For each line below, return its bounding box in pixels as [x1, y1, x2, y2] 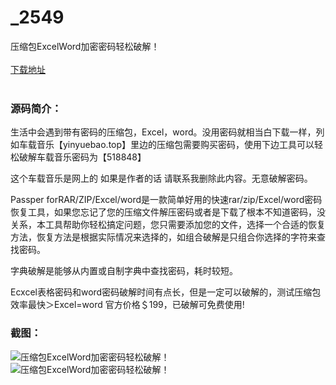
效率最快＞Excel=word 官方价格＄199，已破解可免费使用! [10, 299, 245, 311]
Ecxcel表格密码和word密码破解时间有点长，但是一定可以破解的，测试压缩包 [10, 286, 322, 298]
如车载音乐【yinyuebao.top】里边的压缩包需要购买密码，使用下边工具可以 [10, 139, 315, 151]
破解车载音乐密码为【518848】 [18, 151, 147, 163]
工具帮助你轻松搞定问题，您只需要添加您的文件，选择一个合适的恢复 [44, 219, 326, 231]
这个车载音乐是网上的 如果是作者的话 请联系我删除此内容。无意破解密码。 [10, 172, 313, 185]
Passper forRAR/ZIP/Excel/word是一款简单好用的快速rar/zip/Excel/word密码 [10, 194, 323, 206]
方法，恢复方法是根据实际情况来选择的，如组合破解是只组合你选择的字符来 [10, 231, 317, 243]
